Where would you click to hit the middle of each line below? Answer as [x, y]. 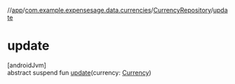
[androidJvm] [27, 65]
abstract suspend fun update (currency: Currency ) [80, 72]
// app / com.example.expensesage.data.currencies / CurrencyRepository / [110, 10]
